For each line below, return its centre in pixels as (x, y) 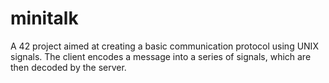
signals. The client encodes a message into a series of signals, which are (161, 56)
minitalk (44, 18)
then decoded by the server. (68, 67)
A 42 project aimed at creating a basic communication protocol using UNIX (164, 46)
